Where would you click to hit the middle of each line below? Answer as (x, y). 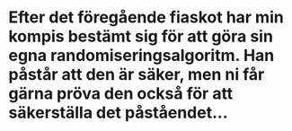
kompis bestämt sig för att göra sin (141, 36)
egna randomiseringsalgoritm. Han (142, 56)
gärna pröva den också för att (121, 94)
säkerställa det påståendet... (118, 113)
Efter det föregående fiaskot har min (146, 17)
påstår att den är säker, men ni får (137, 75)
